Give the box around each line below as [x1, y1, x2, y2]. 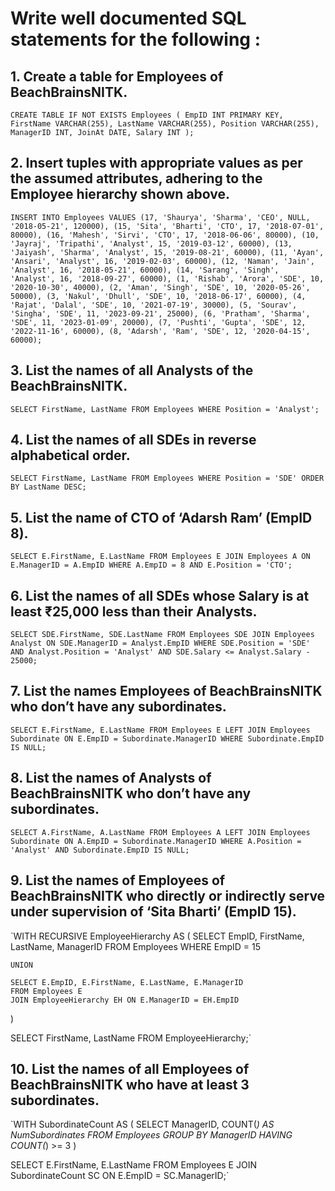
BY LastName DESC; [10, 482, 87, 492]
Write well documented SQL [10, 7, 247, 30]
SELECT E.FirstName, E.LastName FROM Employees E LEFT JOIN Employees [10, 725, 311, 735]
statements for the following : [10, 28, 261, 51]
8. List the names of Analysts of [10, 770, 212, 787]
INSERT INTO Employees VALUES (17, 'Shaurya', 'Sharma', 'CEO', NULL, [10, 212, 311, 222]
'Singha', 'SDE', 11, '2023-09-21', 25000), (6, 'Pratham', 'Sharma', [10, 308, 311, 319]
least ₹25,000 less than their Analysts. [10, 603, 258, 620]
